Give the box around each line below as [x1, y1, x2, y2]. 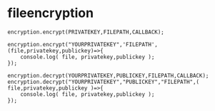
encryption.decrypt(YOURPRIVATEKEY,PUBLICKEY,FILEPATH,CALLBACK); [7, 72, 209, 79]
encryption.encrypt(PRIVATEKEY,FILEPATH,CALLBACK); [7, 28, 164, 36]
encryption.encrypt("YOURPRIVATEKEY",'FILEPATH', [7, 41, 159, 48]
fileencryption [7, 5, 94, 21]
